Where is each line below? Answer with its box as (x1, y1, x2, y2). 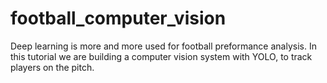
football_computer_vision (10, 7, 227, 30)
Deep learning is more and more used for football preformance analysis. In (10, 40, 317, 52)
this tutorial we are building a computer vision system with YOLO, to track (10, 50, 313, 62)
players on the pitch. (10, 61, 95, 73)
